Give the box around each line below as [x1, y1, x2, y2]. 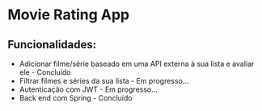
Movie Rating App [7, 6, 130, 24]
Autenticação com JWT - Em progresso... [19, 84, 158, 94]
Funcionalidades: [7, 38, 97, 51]
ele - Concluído [19, 68, 71, 77]
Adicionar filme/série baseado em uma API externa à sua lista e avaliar [19, 59, 255, 68]
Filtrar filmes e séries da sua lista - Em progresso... [19, 76, 189, 85]
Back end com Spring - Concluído [19, 93, 133, 102]
